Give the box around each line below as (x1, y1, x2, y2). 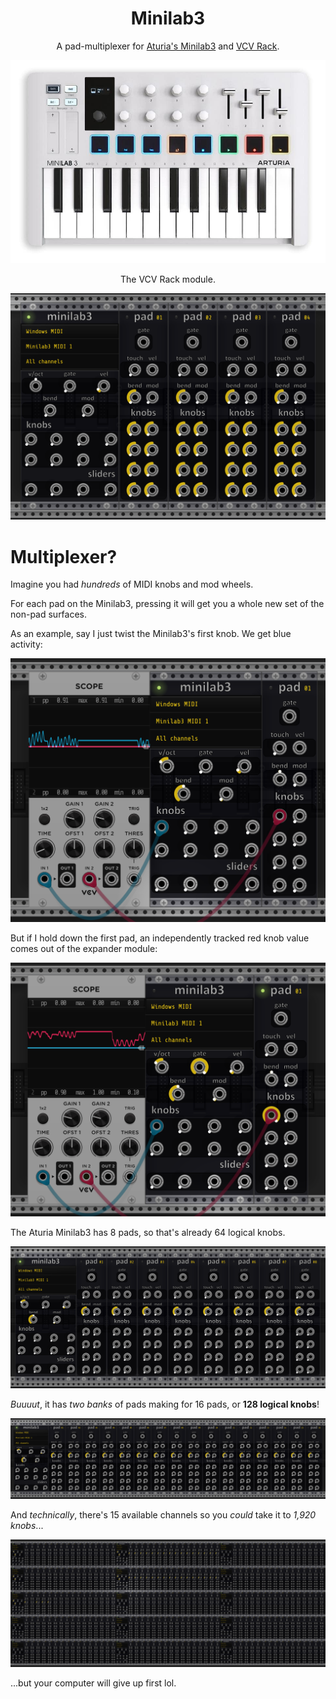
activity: (10, 638, 43, 651)
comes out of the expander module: (10, 943, 158, 955)
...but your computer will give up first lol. (10, 1677, 177, 1689)
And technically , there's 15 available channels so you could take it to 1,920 (10, 1509, 317, 1521)
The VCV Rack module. (120, 273, 216, 286)
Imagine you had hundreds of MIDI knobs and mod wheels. (10, 578, 254, 591)
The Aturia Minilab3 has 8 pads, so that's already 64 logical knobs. (10, 1226, 286, 1238)
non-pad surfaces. (10, 608, 88, 621)
